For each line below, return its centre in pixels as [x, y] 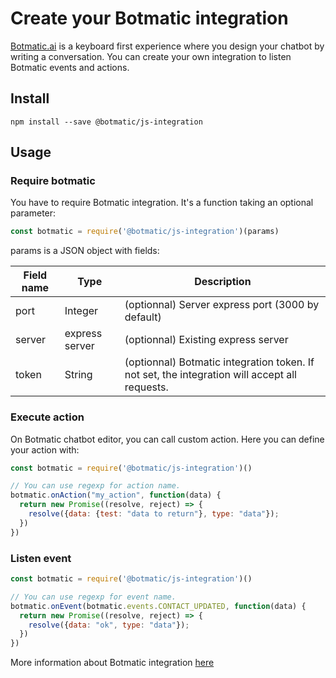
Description [223, 282]
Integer [81, 311]
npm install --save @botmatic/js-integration [106, 122]
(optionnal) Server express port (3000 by [222, 305]
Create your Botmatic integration [149, 18]
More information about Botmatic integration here [112, 663]
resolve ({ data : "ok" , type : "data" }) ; [109, 625]
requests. [146, 387]
